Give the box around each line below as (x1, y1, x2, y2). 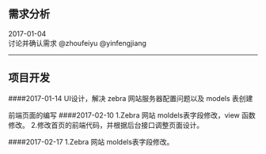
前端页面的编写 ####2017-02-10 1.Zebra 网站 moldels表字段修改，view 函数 (8, 110, 256, 120)
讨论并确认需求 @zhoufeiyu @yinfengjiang (8, 38, 146, 47)
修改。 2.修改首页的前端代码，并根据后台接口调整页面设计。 (8, 120, 204, 130)
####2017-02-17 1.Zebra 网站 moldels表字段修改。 (8, 137, 174, 146)
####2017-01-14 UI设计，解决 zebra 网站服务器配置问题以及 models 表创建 (8, 93, 253, 103)
